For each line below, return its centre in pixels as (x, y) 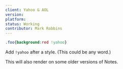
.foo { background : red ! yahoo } (36, 43)
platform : (16, 19)
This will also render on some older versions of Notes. (62, 62)
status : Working (22, 24)
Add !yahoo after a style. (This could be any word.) (58, 52)
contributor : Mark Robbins (34, 29)
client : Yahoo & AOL (27, 10)
